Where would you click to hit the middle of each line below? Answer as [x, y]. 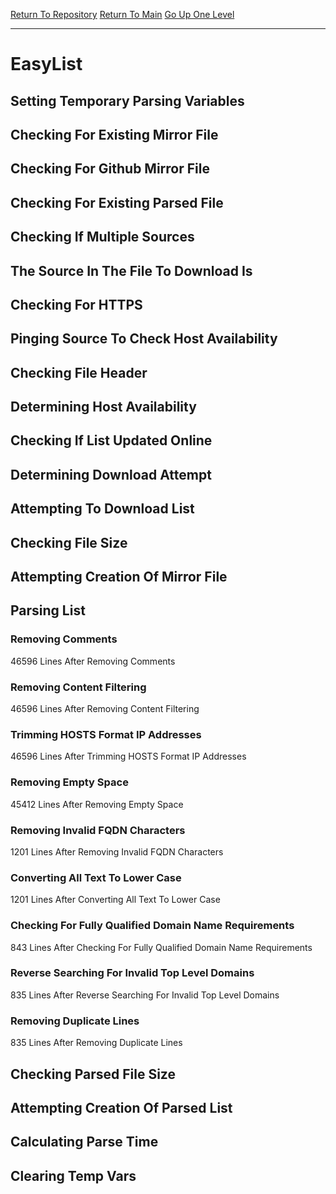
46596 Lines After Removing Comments [93, 661]
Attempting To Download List [102, 509]
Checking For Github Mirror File [110, 169]
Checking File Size [69, 542]
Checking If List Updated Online [111, 440]
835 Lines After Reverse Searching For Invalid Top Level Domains [145, 995]
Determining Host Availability [103, 407]
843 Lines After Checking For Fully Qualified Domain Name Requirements [161, 947]
